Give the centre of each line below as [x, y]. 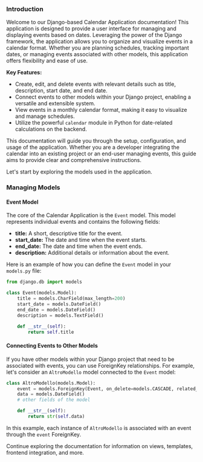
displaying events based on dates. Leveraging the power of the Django [94, 35]
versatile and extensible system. [55, 103]
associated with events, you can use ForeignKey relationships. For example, [101, 365]
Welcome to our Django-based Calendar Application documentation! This [98, 22]
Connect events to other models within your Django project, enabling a [103, 97]
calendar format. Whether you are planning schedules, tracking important [98, 48]
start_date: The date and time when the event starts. [81, 240]
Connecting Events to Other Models [52, 346]
